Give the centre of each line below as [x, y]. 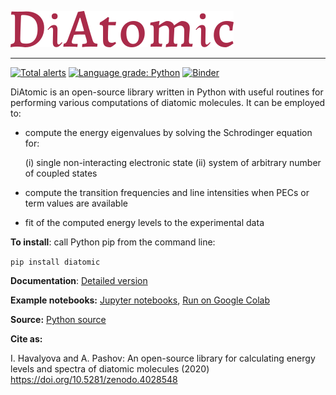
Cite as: [26, 339]
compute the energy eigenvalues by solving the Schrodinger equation [168, 132]
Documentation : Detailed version [79, 280]
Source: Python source [58, 319]
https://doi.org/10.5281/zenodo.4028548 [94, 379]
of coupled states [61, 173]
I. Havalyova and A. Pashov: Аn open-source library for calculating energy [163, 358]
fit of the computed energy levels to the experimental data [144, 222]
